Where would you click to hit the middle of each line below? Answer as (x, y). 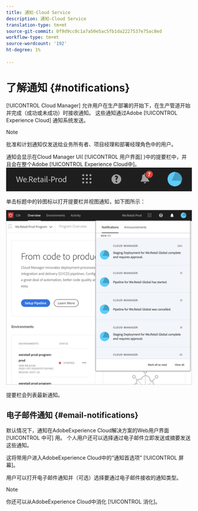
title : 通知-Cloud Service (38, 12)
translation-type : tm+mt (37, 25)
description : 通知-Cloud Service (46, 19)
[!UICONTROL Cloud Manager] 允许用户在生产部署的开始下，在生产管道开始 (98, 105)
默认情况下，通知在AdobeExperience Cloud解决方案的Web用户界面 (88, 431)
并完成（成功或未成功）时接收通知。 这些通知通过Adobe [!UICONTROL (92, 113)
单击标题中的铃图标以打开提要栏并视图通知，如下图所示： (76, 201)
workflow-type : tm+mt (33, 38)
